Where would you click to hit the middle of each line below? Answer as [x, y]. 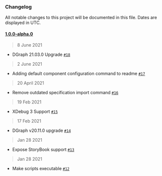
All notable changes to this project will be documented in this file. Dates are [81, 18]
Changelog [18, 7]
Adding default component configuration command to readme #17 [79, 73]
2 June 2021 [30, 64]
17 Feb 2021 [29, 121]
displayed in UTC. [23, 23]
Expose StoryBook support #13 [43, 149]
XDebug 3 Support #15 [35, 111]
